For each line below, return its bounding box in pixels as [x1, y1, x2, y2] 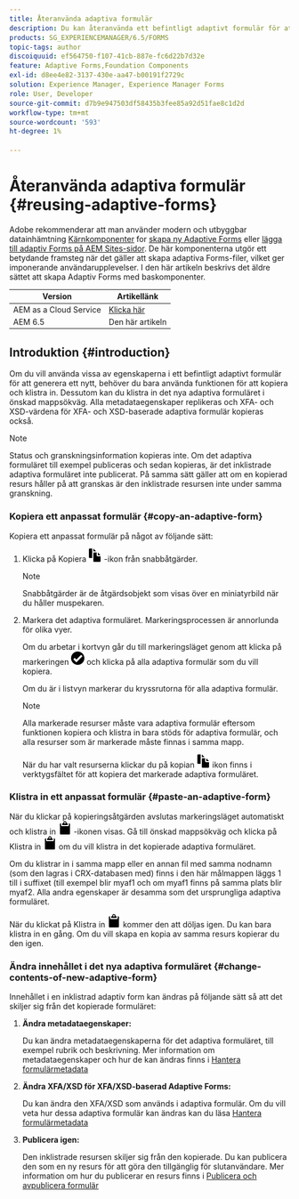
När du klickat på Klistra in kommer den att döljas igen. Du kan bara [9, 919, 271, 929]
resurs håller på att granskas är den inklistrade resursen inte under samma [9, 479, 282, 490]
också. [9, 416, 34, 426]
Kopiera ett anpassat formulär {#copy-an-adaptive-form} [9, 510, 263, 523]
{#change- [213, 960, 262, 972]
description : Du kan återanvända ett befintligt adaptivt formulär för [9, 23, 280, 33]
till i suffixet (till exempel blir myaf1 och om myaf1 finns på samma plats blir [9, 877, 282, 887]
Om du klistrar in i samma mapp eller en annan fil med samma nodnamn [9, 858, 272, 869]
